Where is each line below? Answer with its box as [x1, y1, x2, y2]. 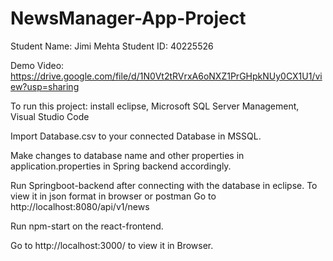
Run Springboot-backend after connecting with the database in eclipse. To [10, 179, 318, 191]
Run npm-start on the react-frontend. [10, 220, 164, 232]
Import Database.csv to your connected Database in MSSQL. [10, 130, 262, 142]
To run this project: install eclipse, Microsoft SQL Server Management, [10, 100, 300, 112]
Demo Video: [10, 59, 65, 71]
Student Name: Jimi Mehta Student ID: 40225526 [10, 40, 214, 52]
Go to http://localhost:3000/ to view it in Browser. [10, 239, 214, 251]
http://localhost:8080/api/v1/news [10, 200, 150, 212]
